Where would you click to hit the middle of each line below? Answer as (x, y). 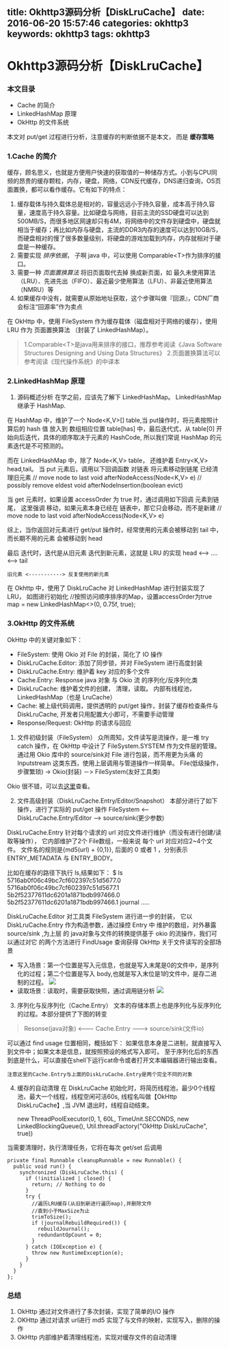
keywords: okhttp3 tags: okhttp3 (79, 34)
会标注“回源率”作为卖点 (50, 307)
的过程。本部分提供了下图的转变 (62, 1014)
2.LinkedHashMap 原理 (46, 381)
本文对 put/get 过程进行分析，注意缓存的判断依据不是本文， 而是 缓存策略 (110, 136)
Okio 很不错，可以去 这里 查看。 (51, 786)
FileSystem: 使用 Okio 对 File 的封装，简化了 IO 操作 (90, 654)
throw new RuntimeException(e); (78, 1253)
